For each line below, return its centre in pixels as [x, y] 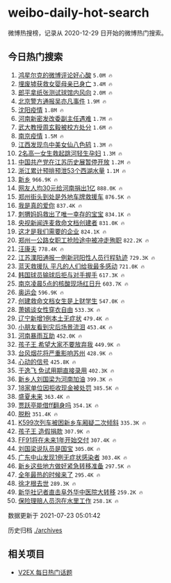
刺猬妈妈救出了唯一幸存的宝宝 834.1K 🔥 [74, 214]
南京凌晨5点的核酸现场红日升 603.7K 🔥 [73, 284]
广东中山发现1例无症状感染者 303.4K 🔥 [73, 457]
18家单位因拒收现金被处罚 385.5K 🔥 [68, 388]
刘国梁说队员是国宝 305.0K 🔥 [59, 448]
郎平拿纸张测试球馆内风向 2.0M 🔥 [65, 92]
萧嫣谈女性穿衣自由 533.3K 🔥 [59, 309]
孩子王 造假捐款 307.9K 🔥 [54, 431]
